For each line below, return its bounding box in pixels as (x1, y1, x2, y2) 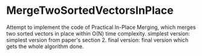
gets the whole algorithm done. (6, 43, 84, 50)
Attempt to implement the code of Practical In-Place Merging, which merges (6, 23, 196, 31)
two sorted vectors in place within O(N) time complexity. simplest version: (6, 30, 191, 37)
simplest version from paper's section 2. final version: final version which (6, 36, 189, 43)
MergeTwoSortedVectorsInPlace (6, 4, 174, 17)
